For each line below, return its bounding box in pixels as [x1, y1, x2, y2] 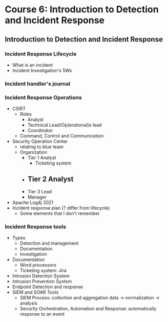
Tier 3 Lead [27, 188, 52, 194]
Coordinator [27, 127, 53, 134]
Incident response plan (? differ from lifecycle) [12, 205, 110, 211]
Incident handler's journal [5, 80, 70, 87]
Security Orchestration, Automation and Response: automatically [19, 306, 157, 312]
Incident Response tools [5, 223, 67, 230]
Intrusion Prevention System [12, 278, 72, 285]
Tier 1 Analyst [27, 155, 56, 161]
